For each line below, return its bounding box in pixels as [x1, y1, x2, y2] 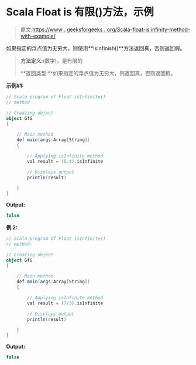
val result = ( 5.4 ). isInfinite [27, 158, 104, 165]
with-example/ [20, 32, 56, 39]
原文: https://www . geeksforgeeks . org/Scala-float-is [20, 26, 150, 33]
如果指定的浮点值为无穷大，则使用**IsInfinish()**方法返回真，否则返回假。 [6, 45, 185, 52]
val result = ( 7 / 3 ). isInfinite [27, 300, 104, 306]
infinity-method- [150, 26, 191, 33]
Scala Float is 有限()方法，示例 [6, 5, 154, 19]
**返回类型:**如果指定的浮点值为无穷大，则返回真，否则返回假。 [20, 69, 176, 76]
